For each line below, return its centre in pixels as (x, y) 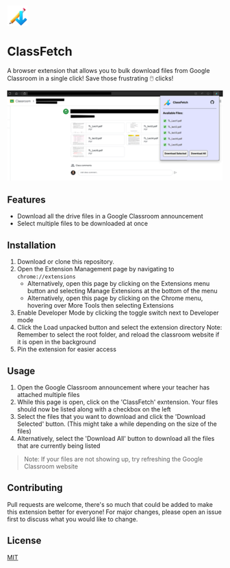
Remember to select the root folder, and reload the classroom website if (118, 334)
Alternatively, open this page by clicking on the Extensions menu (118, 284)
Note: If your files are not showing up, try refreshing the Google (113, 459)
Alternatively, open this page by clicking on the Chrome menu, (115, 298)
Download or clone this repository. (65, 262)
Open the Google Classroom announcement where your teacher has (113, 387)
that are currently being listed (59, 446)
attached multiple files (48, 395)
